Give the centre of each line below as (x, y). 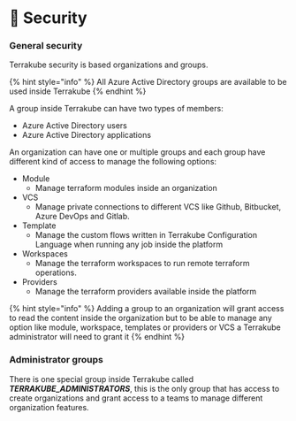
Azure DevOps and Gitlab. (82, 217)
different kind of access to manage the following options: (113, 162)
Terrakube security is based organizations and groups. (109, 65)
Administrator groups (56, 360)
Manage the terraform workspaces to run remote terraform (142, 264)
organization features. (49, 407)
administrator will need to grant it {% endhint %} (97, 337)
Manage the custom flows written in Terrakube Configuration (146, 235)
